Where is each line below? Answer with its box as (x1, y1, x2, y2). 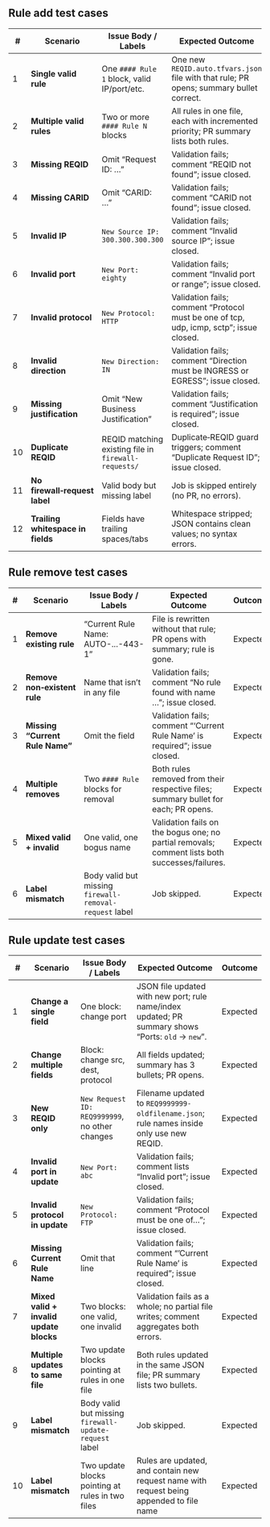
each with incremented (171, 115, 259, 126)
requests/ (101, 461, 139, 470)
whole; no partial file (136, 1301, 213, 1312)
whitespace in (31, 523, 86, 534)
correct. (171, 92, 202, 103)
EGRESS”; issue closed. (171, 375, 260, 386)
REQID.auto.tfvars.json (171, 64, 263, 73)
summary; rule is (152, 643, 215, 655)
